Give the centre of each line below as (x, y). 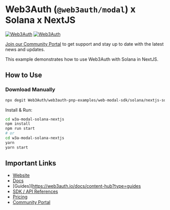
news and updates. (25, 49)
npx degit (16, 100)
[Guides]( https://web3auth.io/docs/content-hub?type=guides (77, 186)
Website (21, 176)
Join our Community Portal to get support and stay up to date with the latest (84, 44)
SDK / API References (35, 192)
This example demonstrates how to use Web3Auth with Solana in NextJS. (82, 59)
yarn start (17, 147)
